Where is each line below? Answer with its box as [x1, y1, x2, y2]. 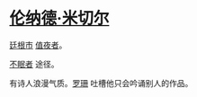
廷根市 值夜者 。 [9, 40, 67, 50]
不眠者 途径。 [9, 58, 59, 69]
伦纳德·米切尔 [9, 8, 110, 29]
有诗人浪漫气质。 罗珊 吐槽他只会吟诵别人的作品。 [9, 77, 193, 88]
